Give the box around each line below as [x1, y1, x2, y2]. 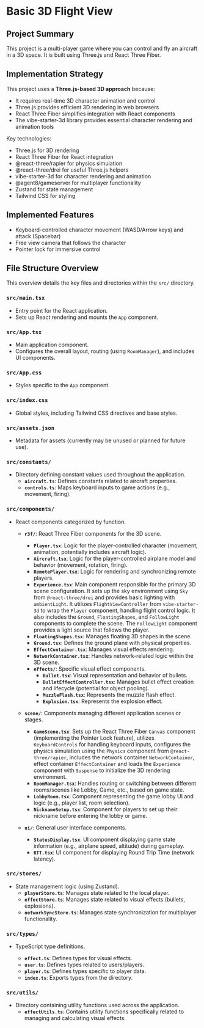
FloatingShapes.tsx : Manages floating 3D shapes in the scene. [33, 632, 192, 640]
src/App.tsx [6, 329, 42, 335]
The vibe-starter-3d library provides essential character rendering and [15, 116, 192, 123]
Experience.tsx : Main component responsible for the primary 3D [33, 580, 197, 588]
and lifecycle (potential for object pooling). [42, 684, 150, 691]
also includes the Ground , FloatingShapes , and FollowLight [33, 613, 180, 621]
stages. [24, 716, 43, 723]
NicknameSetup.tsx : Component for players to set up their [33, 805, 178, 813]
